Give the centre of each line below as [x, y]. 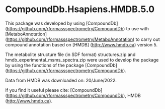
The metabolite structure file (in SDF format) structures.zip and [70, 54]
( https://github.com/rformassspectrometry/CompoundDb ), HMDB [73, 95]
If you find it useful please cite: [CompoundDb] [54, 90]
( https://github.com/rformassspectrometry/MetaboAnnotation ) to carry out [82, 39]
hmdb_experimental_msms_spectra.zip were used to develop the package [82, 60]
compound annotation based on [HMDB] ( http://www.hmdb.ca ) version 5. [81, 44]
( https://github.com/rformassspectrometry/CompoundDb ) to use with [77, 28]
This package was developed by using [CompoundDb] [62, 23]
